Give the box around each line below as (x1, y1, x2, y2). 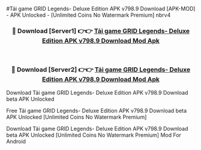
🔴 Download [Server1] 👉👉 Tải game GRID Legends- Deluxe (11, 26, 190, 35)
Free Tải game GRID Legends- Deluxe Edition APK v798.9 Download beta (6, 107, 187, 114)
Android (6, 137, 26, 145)
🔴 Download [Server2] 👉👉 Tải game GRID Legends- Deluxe (11, 65, 191, 74)
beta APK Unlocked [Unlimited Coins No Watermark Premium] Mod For (6, 131, 182, 139)
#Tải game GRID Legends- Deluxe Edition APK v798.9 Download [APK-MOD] (6, 5, 196, 12)
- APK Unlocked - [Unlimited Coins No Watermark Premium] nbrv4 (6, 11, 171, 19)
